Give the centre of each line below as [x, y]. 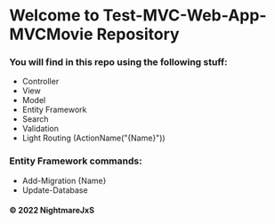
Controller [40, 82]
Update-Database [55, 190]
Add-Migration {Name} [64, 180]
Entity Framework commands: [76, 161]
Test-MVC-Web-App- [185, 16]
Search [35, 119]
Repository [138, 34]
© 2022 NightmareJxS [52, 211]
